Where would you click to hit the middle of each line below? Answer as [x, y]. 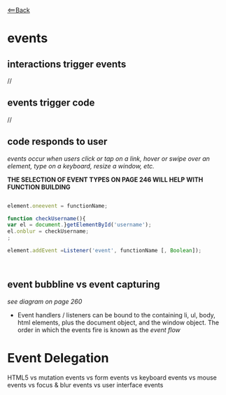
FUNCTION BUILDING [39, 187]
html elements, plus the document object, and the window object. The [118, 322]
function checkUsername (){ [47, 218]
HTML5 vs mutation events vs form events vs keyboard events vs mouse [112, 378]
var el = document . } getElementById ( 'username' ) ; [79, 225]
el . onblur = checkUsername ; [48, 231]
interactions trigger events [67, 64]
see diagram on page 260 [45, 301]
